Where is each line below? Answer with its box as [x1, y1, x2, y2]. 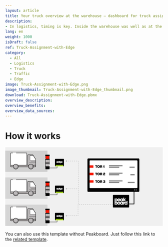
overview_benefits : [5, 103, 46, 108]
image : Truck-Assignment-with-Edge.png [5, 82, 88, 87]
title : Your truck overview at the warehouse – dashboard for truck [5, 13, 151, 18]
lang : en [5, 29, 23, 34]
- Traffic [9, 71, 30, 76]
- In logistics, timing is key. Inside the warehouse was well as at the [5, 24, 162, 29]
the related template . [5, 236, 48, 242]
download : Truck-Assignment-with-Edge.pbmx [5, 92, 97, 97]
